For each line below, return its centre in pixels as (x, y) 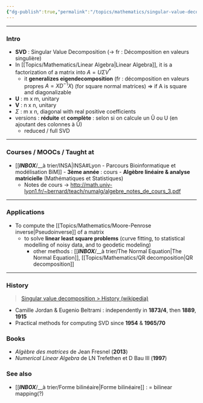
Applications (25, 212)
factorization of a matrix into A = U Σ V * (63, 71)
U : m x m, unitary (37, 99)
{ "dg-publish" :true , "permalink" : (48, 12)
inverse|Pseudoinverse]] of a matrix (60, 232)
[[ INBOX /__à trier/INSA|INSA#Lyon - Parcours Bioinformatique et (95, 165)
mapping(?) (29, 393)
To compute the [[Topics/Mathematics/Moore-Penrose (83, 225)
